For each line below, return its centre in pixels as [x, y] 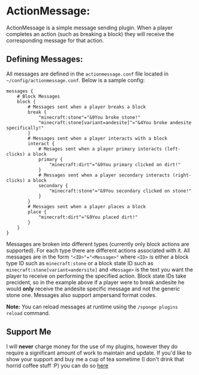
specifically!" [25, 128]
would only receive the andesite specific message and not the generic [93, 289]
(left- [173, 149]
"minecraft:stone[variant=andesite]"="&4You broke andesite [115, 122]
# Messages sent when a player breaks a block [87, 107]
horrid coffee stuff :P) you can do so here [58, 365]
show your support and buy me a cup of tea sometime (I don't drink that [95, 359]
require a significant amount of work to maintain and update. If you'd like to [99, 353]
